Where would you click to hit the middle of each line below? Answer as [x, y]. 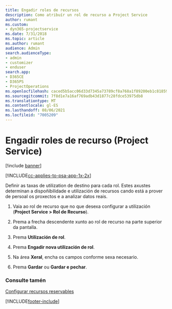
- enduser [16, 67]
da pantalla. [25, 227]
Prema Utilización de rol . [39, 237]
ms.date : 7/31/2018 [26, 34]
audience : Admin [23, 48]
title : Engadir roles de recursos [42, 10]
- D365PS [15, 82]
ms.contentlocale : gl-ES [32, 106]
